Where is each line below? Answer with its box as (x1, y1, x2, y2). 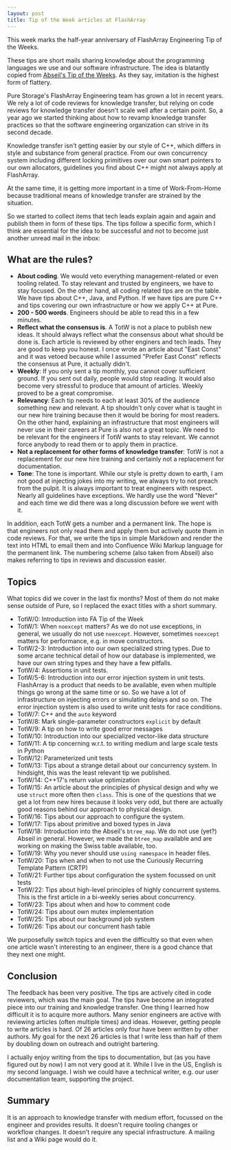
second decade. (7, 128, 54, 136)
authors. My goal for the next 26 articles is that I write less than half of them (7, 1032, 222, 1041)
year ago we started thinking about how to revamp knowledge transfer (7, 113, 207, 121)
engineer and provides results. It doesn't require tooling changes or (7, 1120, 198, 1129)
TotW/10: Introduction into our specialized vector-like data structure (16, 732, 209, 740)
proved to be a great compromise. (16, 389, 114, 397)
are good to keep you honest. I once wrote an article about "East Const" (16, 345, 221, 353)
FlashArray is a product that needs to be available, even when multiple (16, 681, 217, 689)
